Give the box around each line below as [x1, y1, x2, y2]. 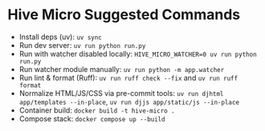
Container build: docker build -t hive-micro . [18, 105, 175, 115]
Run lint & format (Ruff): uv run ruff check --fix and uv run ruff [18, 73, 238, 82]
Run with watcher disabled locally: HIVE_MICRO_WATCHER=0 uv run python [18, 49, 258, 58]
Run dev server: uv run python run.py [18, 40, 146, 50]
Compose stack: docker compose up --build [18, 113, 165, 123]
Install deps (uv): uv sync [18, 32, 102, 42]
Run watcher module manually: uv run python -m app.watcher [18, 64, 225, 73]
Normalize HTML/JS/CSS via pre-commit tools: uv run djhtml [18, 88, 224, 97]
